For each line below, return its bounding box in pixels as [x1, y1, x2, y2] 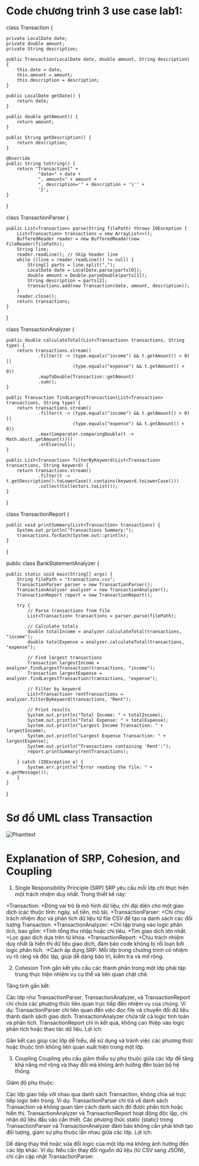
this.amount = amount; [17, 72, 73, 78]
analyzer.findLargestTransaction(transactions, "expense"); [6, 675, 159, 681]
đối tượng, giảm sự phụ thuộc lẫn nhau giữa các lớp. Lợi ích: [6, 1128, 153, 1136]
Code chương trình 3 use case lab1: [6, 4, 183, 18]
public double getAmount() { [6, 113, 78, 120]
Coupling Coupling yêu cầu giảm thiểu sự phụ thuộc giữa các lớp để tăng [14, 1055, 194, 1062]
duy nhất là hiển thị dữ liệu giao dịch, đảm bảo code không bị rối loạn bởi [6, 940, 184, 947]
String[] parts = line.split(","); [27, 262, 116, 268]
